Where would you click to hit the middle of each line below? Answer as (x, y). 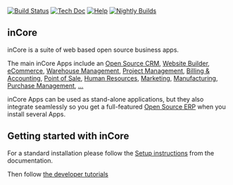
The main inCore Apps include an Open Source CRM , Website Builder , (108, 63)
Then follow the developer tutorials (58, 174)
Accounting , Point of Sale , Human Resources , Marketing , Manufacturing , (113, 78)
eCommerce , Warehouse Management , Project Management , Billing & (108, 71)
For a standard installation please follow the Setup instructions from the (111, 153)
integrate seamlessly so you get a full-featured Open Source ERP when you (117, 107)
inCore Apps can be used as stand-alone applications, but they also (106, 99)
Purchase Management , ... (45, 85)
